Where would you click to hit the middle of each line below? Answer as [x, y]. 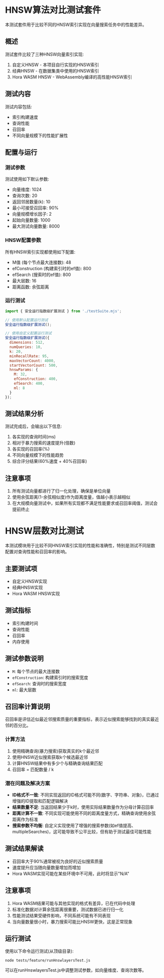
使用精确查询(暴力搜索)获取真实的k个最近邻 [55, 751]
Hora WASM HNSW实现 [36, 593]
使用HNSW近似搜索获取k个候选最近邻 [50, 757]
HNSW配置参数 [23, 240]
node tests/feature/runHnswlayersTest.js [48, 961]
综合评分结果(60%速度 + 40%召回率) [50, 461]
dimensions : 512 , [27, 343]
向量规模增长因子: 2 [32, 214]
